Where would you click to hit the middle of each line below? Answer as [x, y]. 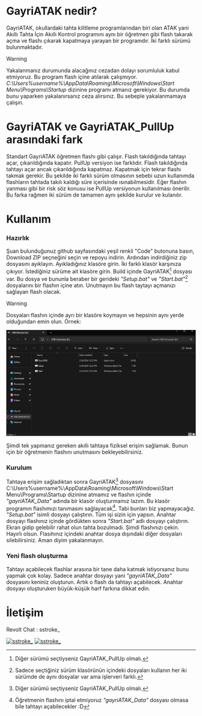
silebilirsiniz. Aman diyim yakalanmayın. [55, 540]
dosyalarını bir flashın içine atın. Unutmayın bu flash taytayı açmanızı [91, 285]
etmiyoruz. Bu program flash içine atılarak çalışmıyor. [72, 77]
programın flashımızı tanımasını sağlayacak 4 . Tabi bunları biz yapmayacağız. [101, 508]
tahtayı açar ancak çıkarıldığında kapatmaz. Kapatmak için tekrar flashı [94, 169]
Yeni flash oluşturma [37, 556]
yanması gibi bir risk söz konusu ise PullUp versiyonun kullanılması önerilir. [99, 188]
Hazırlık [18, 238]
